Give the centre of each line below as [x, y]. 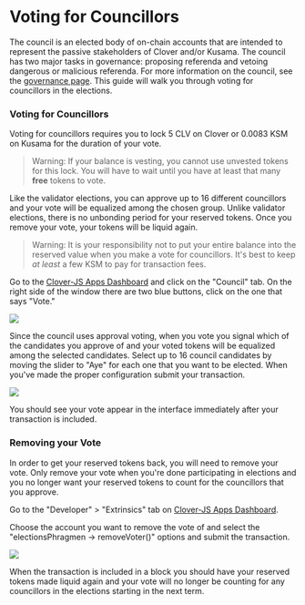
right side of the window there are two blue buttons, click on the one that [146, 292]
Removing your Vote [56, 443]
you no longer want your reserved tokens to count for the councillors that [147, 482]
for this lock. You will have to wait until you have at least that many [156, 171]
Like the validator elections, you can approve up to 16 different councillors [148, 199]
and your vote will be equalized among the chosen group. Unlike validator [147, 208]
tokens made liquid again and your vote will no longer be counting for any [147, 581]
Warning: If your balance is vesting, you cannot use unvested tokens [160, 161]
